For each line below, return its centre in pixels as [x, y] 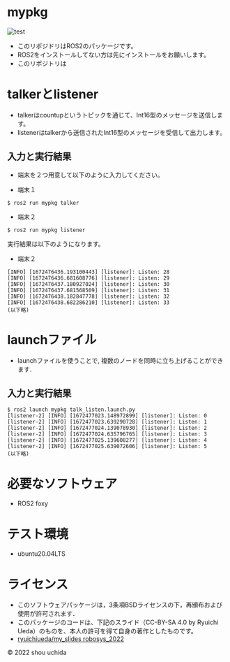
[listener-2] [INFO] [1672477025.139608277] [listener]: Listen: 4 [107, 440]
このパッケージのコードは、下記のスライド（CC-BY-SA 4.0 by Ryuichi [118, 622]
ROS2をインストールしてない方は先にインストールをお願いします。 [114, 55]
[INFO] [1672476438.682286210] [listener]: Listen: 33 [89, 302]
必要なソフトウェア [62, 484]
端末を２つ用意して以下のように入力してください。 [90, 175]
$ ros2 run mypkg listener [46, 230]
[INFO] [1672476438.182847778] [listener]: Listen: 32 [89, 296]
